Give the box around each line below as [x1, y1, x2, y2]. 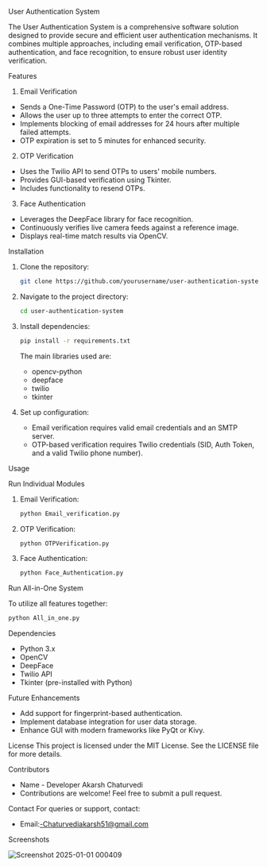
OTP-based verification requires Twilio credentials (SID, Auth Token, [31, 439, 255, 449]
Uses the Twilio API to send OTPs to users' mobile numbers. [19, 167, 217, 176]
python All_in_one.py [8, 614, 80, 622]
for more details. [8, 749, 62, 759]
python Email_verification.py [19, 509, 121, 517]
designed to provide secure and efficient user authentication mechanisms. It [8, 31, 258, 40]
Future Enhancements [8, 693, 80, 703]
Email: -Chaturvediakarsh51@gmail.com [19, 819, 149, 829]
